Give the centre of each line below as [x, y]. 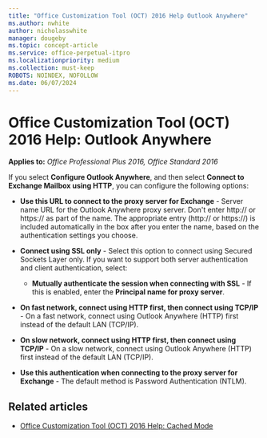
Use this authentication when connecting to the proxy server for [129, 373]
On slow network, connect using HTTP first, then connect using [128, 340]
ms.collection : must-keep [51, 68]
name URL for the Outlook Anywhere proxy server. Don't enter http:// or [137, 210]
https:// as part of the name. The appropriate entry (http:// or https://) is [137, 218]
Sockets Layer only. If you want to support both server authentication [134, 260]
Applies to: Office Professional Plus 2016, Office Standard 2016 [113, 162]
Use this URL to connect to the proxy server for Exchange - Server [132, 201]
